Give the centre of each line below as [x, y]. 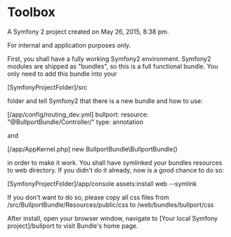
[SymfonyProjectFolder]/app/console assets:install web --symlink [102, 184]
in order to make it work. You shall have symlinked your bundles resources [115, 163]
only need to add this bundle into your [62, 74]
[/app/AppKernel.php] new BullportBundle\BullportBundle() [92, 149]
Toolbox [31, 12]
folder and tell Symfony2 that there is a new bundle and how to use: [105, 101]
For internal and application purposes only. [69, 45]
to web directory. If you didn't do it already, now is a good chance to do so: [116, 170]
